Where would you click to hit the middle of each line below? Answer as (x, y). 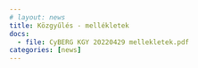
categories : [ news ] (45, 50)
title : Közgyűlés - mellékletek (69, 26)
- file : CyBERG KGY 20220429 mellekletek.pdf (103, 42)
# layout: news (37, 17)
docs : (19, 34)
